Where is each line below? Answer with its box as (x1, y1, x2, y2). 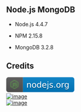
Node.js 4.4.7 (14, 20, 48, 27)
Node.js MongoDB (6, 5, 76, 15)
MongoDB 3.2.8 (14, 43, 54, 51)
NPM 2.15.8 (14, 32, 43, 39)
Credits (6, 61, 35, 71)
